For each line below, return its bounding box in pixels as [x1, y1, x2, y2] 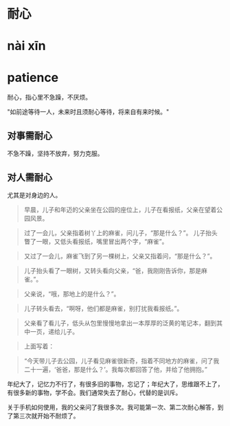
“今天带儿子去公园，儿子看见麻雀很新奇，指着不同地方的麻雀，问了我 [23, 357, 220, 365]
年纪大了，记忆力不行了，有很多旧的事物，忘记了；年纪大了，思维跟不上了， [7, 379, 224, 388]
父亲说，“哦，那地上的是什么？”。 [23, 289, 120, 298]
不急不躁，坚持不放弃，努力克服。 [7, 149, 104, 158]
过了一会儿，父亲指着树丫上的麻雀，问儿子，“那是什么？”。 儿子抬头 [23, 228, 218, 237]
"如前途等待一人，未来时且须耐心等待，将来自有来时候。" [7, 108, 170, 116]
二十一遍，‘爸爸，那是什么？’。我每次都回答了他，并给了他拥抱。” [23, 365, 208, 373]
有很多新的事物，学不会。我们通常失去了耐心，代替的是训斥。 [7, 388, 182, 396]
